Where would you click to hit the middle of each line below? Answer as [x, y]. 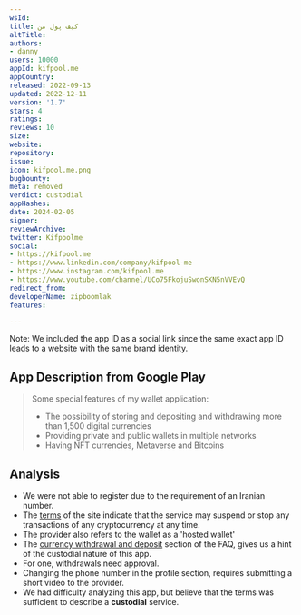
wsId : [19, 18]
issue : [22, 161]
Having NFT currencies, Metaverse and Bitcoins [135, 445]
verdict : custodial [46, 195]
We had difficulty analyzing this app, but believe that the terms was [148, 592]
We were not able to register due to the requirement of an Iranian [144, 496]
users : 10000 [34, 60]
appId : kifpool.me [44, 69]
